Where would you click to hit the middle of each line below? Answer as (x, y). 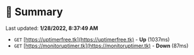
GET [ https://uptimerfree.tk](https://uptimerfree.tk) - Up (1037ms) (92, 39)
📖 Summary (34, 12)
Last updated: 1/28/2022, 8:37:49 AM (52, 28)
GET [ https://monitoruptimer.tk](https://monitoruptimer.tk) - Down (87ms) (101, 46)
